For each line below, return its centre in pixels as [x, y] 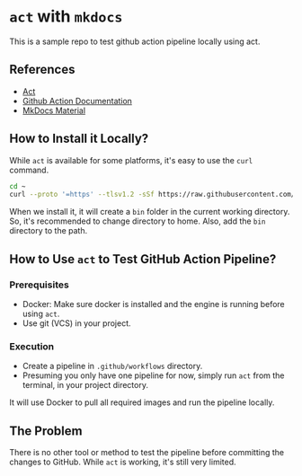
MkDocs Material [54, 110]
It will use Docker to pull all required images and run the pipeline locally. [142, 402]
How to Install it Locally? [79, 139]
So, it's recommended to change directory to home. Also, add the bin [138, 221]
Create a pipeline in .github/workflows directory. [112, 366]
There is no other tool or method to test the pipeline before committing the [147, 453]
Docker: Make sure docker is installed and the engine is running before [153, 304]
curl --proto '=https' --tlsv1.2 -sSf [82, 195]
